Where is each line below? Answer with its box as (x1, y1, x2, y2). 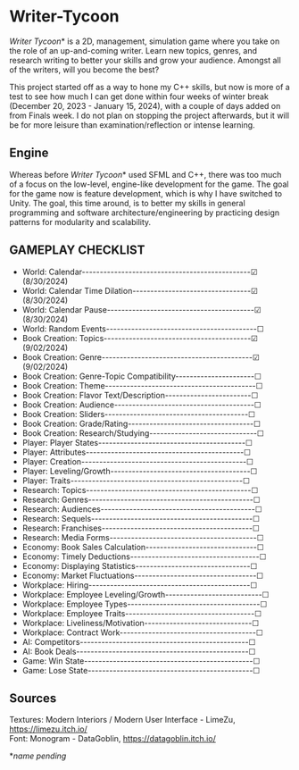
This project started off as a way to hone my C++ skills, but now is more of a (9, 81, 290, 92)
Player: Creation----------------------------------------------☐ (21, 456, 254, 466)
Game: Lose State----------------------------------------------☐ (21, 665, 261, 675)
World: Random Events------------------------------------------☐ (21, 323, 265, 334)
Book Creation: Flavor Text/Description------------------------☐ (21, 389, 259, 400)
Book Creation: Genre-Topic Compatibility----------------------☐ (21, 371, 262, 381)
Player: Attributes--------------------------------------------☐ (21, 447, 252, 457)
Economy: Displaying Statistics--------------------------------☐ (21, 560, 258, 571)
